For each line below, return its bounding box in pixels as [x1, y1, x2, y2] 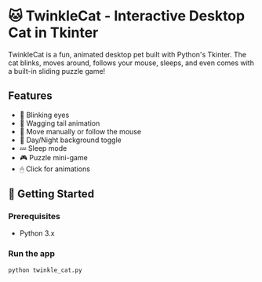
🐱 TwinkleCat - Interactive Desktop [8, 7, 246, 25]
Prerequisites [8, 211, 60, 222]
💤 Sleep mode [19, 143, 67, 152]
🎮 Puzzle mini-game [19, 152, 88, 162]
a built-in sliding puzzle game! [8, 66, 106, 75]
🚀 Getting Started [8, 188, 95, 201]
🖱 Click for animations [19, 164, 90, 174]
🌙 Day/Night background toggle [19, 135, 122, 145]
